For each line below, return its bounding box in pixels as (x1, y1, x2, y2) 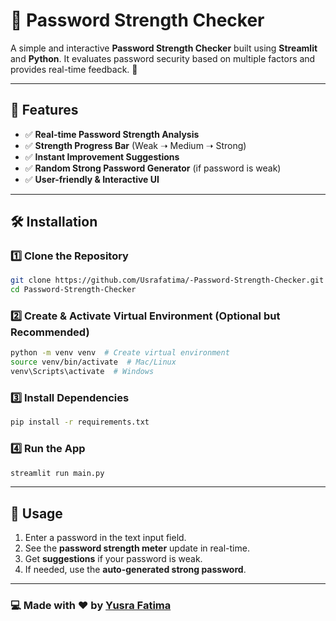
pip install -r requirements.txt (10, 417, 150, 428)
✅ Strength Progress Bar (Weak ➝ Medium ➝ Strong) (24, 139, 247, 151)
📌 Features (10, 102, 79, 119)
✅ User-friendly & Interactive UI (24, 173, 160, 185)
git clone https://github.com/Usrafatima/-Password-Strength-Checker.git (10, 275, 325, 286)
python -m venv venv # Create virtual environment (10, 348, 230, 358)
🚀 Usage (10, 505, 63, 522)
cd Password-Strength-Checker (10, 285, 137, 295)
